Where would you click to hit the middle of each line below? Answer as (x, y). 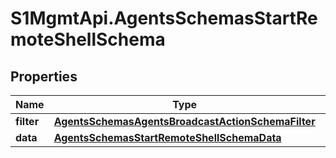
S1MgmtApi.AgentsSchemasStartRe (164, 18)
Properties (44, 76)
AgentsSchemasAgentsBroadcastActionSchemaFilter (184, 121)
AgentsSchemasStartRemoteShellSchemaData (167, 137)
